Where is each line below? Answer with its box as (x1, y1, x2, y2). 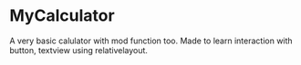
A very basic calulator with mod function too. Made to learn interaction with (9, 35, 294, 46)
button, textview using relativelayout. (9, 44, 149, 55)
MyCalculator (9, 5, 116, 26)
